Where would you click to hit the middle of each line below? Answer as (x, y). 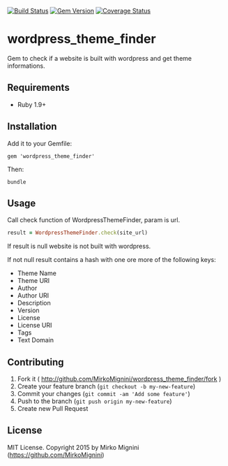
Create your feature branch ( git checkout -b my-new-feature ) (106, 386)
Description (34, 303)
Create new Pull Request (53, 409)
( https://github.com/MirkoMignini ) (56, 455)
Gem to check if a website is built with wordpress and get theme (99, 58)
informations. (26, 66)
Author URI (33, 296)
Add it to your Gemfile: (39, 143)
